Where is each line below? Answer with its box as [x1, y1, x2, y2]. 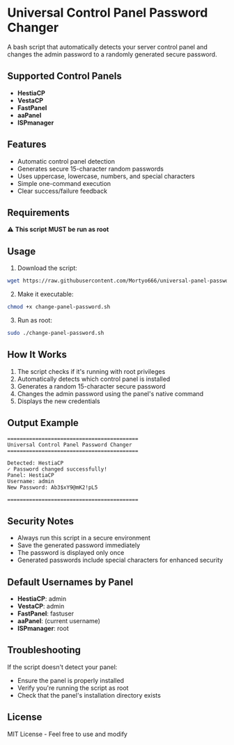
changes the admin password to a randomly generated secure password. [7, 50, 217, 58]
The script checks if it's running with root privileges [17, 367, 166, 375]
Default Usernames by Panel [7, 576, 134, 588]
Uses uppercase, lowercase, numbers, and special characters [17, 172, 195, 180]
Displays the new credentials [17, 397, 100, 405]
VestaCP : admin [17, 602, 65, 611]
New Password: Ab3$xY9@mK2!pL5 [7, 484, 98, 492]
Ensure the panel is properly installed [17, 676, 124, 684]
